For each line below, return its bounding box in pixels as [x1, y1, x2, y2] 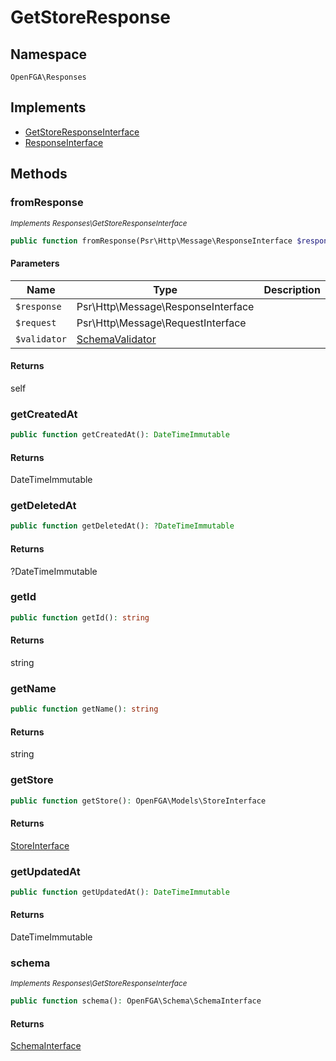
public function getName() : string [10, 704, 159, 715]
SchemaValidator [76, 332, 157, 346]
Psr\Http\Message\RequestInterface [76, 316, 247, 330]
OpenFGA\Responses [10, 72, 87, 82]
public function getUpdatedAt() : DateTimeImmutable [10, 887, 230, 897]
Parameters [10, 257, 60, 269]
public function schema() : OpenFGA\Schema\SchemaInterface [10, 996, 262, 1006]
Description [263, 282, 321, 296]
